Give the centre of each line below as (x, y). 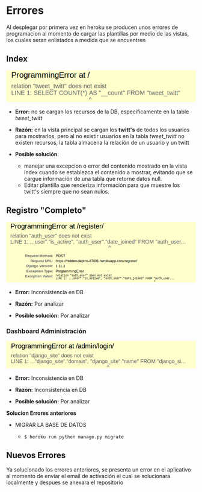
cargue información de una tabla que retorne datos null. (93, 179)
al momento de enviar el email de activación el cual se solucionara (88, 476)
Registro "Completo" (46, 211)
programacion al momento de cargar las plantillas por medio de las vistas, (98, 33)
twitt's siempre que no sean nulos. (66, 192)
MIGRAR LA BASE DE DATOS (50, 424)
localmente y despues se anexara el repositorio (65, 482)
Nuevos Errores (36, 455)
